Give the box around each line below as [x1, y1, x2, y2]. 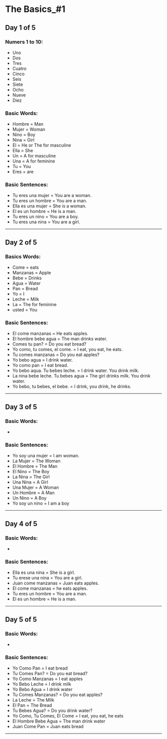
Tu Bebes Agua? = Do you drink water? [12, 708, 93, 714]
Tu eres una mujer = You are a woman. [12, 192, 92, 198]
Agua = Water [12, 280, 41, 286]
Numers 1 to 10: [5, 38, 43, 45]
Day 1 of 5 [5, 23, 36, 32]
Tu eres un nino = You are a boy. [12, 213, 79, 220]
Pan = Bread [12, 286, 38, 292]
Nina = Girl [12, 137, 35, 143]
